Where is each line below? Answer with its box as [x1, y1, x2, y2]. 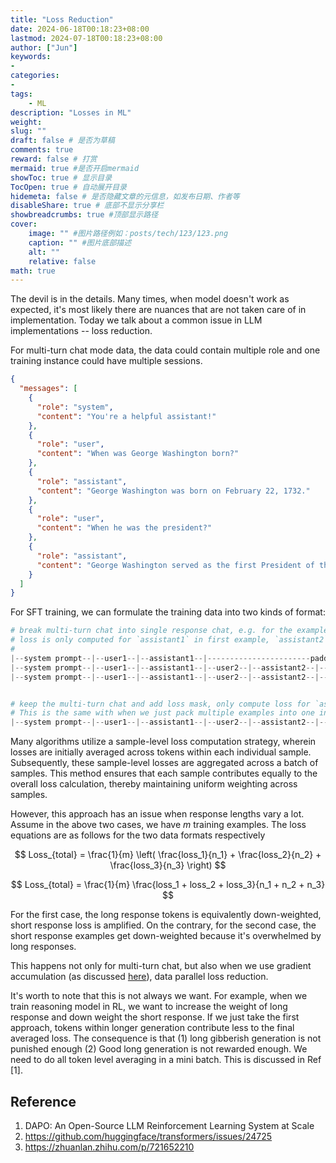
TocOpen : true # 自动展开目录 [10, 182, 127, 192]
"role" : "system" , [36, 402, 114, 412]
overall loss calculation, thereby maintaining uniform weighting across [10, 778, 298, 790]
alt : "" [28, 247, 60, 257]
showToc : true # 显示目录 [10, 172, 113, 183]
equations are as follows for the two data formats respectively [10, 829, 266, 841]
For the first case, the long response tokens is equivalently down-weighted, [10, 909, 322, 921]
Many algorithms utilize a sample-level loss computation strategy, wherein [10, 736, 317, 748]
